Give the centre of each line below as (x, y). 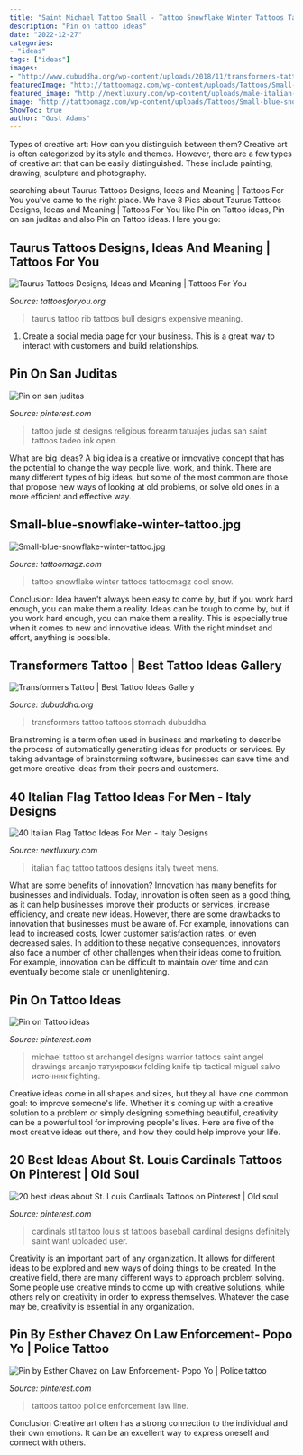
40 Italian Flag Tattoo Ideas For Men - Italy (130, 797)
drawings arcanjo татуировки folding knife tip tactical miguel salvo (156, 1066)
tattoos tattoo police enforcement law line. (110, 1405)
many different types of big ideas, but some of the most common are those (149, 477)
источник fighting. (66, 1076)
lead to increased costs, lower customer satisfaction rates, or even (133, 933)
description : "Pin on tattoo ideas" (78, 26)
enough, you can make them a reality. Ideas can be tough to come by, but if (150, 608)
